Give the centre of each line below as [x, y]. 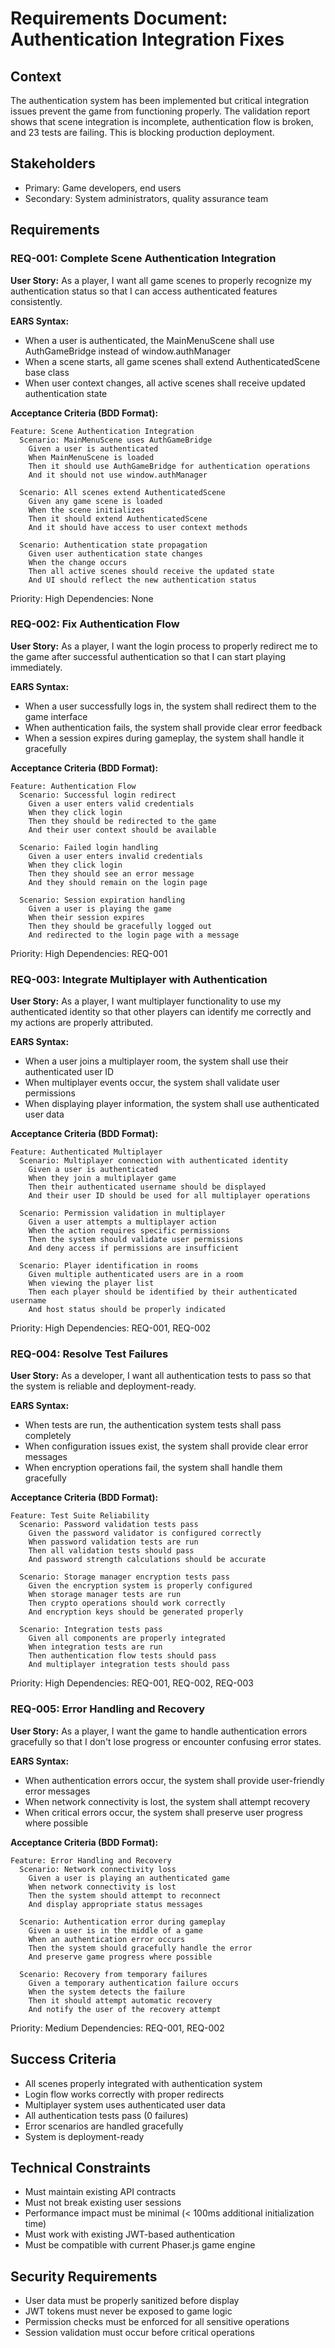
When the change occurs [78, 562]
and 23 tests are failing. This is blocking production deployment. [142, 132]
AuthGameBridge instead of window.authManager [128, 351]
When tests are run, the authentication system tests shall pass [153, 1425]
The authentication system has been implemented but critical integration [160, 100]
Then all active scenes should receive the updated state [151, 571]
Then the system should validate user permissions [136, 1240]
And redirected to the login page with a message [134, 935]
